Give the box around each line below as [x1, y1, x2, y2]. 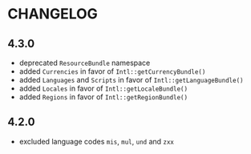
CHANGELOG [7, 5, 98, 23]
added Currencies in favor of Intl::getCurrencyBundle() [18, 67, 206, 76]
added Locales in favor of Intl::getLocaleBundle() [18, 83, 188, 93]
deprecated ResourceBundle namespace [18, 58, 151, 67]
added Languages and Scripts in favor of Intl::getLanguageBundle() [18, 75, 244, 84]
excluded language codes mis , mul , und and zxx [18, 136, 174, 146]
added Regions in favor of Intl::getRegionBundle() [18, 92, 188, 101]
